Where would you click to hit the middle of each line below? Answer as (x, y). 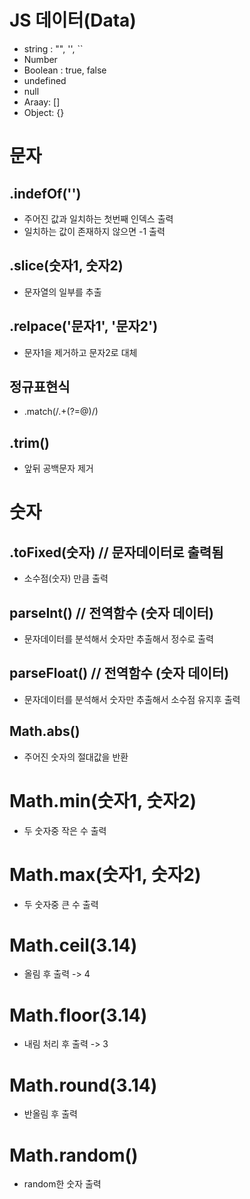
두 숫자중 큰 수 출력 (61, 904)
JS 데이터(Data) (73, 20)
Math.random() (74, 1155)
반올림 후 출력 (50, 1114)
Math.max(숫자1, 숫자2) (105, 874)
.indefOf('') (45, 193)
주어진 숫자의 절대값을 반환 (76, 757)
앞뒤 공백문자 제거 (58, 468)
